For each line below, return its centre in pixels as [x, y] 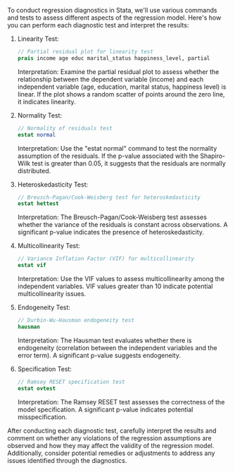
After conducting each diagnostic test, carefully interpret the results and [112, 430]
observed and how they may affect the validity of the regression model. [111, 445]
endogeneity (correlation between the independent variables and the [117, 347]
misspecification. [42, 417]
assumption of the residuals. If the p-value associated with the [108, 156]
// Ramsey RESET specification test [71, 382]
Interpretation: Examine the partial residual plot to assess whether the [118, 72]
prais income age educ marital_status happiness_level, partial [114, 58]
